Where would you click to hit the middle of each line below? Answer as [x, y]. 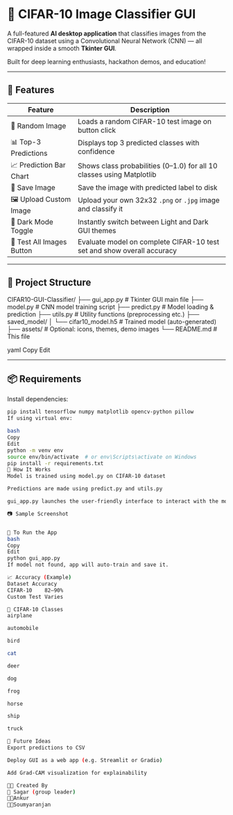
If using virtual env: [40, 419]
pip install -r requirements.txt [55, 463]
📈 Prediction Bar [38, 165]
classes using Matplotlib [117, 175]
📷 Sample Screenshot [38, 514]
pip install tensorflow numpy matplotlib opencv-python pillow [101, 412]
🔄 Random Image [38, 126]
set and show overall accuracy [127, 250]
